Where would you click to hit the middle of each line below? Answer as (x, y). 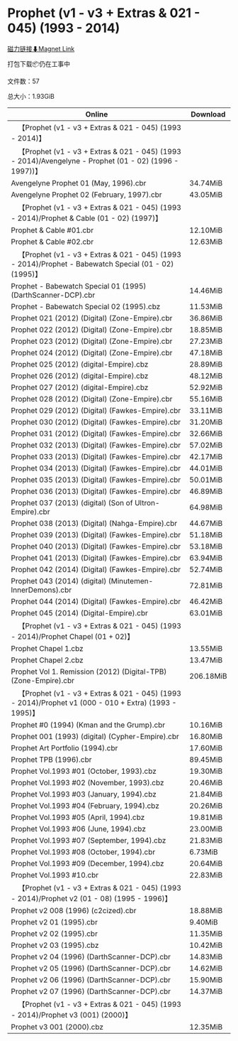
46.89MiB (206, 491)
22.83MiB (206, 875)
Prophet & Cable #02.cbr (52, 242)
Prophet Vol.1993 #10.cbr (55, 875)
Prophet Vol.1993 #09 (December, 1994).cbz (87, 863)
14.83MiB (206, 956)
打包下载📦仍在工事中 (39, 64)
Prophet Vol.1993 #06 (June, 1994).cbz (79, 829)
